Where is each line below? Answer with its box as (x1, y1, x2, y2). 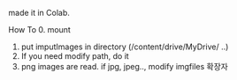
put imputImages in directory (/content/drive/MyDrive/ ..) (20, 41, 229, 52)
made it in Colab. (8, 8, 70, 18)
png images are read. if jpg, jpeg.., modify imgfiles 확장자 (20, 62, 229, 71)
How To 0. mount (8, 25, 72, 34)
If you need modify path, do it (20, 51, 129, 61)
